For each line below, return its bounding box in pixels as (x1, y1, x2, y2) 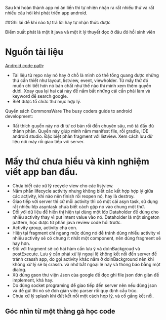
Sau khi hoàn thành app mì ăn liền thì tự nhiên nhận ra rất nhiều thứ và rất (5, 5, 155, 10)
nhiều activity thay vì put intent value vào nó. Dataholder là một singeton (12, 214, 160, 220)
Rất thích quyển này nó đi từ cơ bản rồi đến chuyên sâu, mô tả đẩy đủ (12, 122, 154, 128)
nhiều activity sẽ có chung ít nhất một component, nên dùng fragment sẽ (12, 235, 161, 241)
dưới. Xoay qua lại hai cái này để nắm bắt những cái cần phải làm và (12, 88, 151, 94)
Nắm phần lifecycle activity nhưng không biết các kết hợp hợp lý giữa (12, 188, 154, 194)
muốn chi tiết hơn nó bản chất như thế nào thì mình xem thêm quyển (12, 82, 152, 88)
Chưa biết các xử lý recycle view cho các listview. (12, 183, 114, 189)
